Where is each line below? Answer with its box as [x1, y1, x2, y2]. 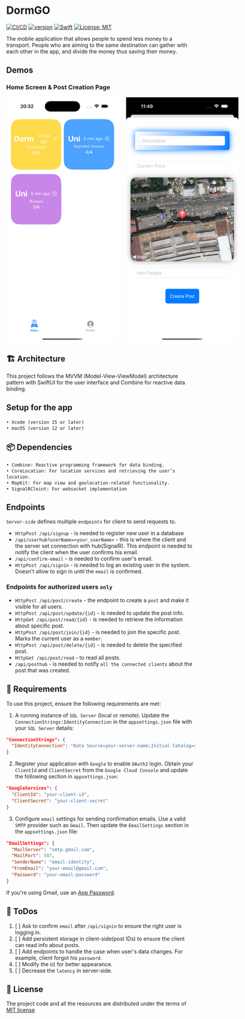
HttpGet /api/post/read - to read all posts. [14, 654, 121, 661]
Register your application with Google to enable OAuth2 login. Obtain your [14, 760, 193, 768]
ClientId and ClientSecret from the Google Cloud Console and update [14, 766, 188, 774]
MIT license [6, 1006, 35, 1014]
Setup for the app [6, 402, 73, 413]
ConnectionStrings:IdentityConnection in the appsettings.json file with [14, 718, 193, 725]
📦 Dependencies [6, 442, 72, 453]
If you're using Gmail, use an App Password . [6, 889, 116, 896]
